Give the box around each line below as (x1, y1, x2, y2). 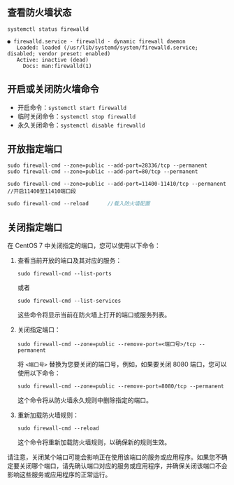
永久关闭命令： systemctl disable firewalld (17, 121, 145, 129)
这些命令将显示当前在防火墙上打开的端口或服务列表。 (17, 310, 171, 319)
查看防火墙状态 (7, 6, 72, 19)
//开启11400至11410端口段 (7, 188, 77, 195)
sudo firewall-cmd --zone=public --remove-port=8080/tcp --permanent (17, 383, 225, 390)
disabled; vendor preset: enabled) (7, 50, 111, 57)
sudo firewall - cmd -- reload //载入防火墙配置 (7, 200, 150, 207)
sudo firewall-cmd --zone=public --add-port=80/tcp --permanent (7, 168, 198, 175)
